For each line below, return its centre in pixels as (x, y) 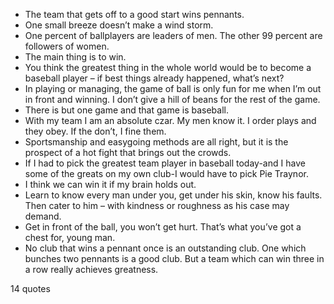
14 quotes (30, 288)
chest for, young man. (70, 237)
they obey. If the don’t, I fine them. (95, 131)
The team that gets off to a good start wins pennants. (134, 14)
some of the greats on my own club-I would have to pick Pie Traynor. (166, 173)
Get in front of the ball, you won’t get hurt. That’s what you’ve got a (163, 227)
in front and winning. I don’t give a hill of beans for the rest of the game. (172, 99)
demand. (43, 216)
